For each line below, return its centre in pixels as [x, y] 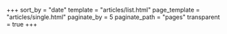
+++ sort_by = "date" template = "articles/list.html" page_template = [103, 10]
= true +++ [22, 24]
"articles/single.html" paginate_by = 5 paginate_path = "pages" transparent [113, 17]
